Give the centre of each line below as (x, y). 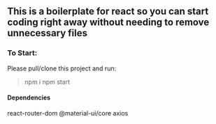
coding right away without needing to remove (108, 23)
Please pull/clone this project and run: (62, 68)
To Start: (22, 53)
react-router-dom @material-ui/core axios (68, 113)
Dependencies (29, 98)
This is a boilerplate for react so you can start (108, 11)
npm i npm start (47, 82)
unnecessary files (47, 33)
